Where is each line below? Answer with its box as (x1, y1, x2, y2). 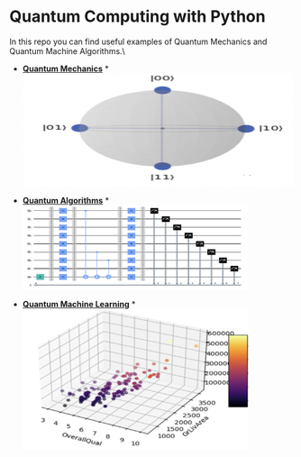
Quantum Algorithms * (22, 195, 110, 206)
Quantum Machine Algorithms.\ (9, 45, 126, 56)
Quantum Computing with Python (9, 6, 266, 27)
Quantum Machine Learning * (22, 298, 136, 309)
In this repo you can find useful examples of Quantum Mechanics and (9, 36, 268, 47)
